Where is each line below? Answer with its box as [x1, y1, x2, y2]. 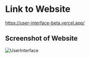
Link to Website [5, 3, 71, 15]
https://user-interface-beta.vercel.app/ [5, 20, 85, 26]
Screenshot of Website [5, 34, 78, 43]
